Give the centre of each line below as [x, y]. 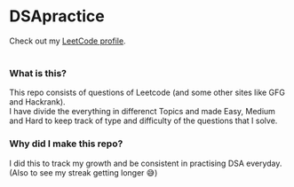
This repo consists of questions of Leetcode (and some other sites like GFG [147, 93]
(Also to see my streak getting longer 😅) [83, 172]
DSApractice [57, 16]
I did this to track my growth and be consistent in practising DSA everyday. [146, 163]
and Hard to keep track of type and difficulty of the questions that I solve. [143, 121]
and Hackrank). [37, 102]
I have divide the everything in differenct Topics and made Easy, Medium [142, 112]
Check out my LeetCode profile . [68, 41]
